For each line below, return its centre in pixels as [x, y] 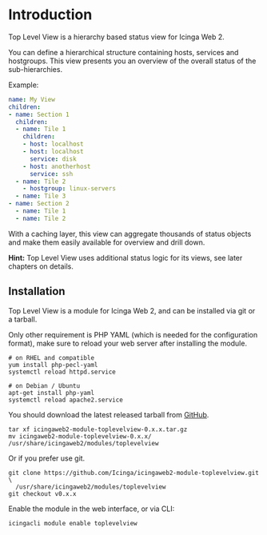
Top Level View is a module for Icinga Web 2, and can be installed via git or [132, 310]
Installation [37, 291]
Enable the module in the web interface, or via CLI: [92, 509]
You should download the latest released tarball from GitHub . [109, 414]
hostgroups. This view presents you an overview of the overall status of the [132, 61]
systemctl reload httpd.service [62, 372]
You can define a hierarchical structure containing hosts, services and [124, 52]
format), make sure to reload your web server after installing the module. [128, 343]
